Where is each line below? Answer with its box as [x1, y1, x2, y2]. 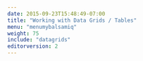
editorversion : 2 [7, 43, 58, 50]
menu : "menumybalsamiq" [7, 23, 77, 30]
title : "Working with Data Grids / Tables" [7, 17, 137, 24]
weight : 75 [7, 29, 39, 37]
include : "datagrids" [7, 36, 71, 43]
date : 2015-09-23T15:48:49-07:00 [7, 10, 106, 18]
